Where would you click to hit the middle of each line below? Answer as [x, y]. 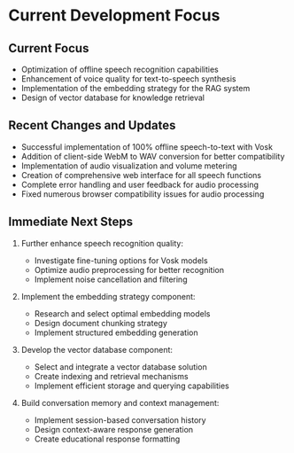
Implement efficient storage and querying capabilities [132, 386]
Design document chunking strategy [101, 323]
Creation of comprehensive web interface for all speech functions [141, 175]
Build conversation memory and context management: [120, 402]
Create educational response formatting [107, 439]
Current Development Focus [114, 16]
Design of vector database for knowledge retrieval [113, 98]
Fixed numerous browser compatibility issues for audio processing [143, 194]
